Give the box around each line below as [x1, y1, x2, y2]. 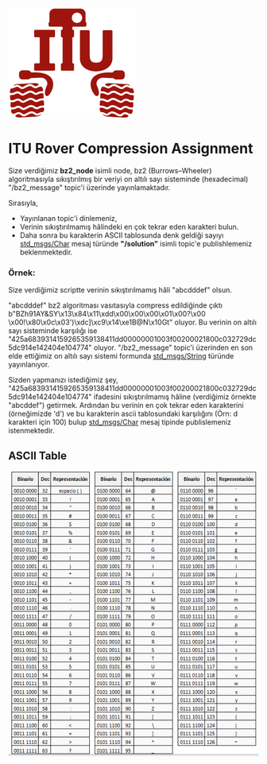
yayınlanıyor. [8, 360, 50, 370]
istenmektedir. [8, 426, 55, 436]
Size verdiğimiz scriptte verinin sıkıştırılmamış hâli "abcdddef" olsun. [8, 285, 232, 295]
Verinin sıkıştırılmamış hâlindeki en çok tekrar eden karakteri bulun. [19, 222, 239, 231]
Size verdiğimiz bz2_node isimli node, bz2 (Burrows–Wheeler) [8, 165, 212, 175]
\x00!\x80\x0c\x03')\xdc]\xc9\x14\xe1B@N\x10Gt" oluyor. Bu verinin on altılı [8, 317, 257, 328]
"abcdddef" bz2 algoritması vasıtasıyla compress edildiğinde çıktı [8, 301, 222, 310]
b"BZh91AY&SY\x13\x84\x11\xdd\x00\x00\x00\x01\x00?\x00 [8, 309, 206, 319]
